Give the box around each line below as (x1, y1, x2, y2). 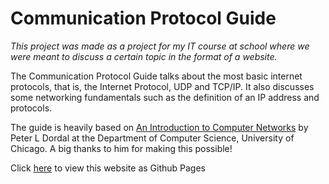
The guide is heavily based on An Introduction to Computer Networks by (10, 121, 309, 133)
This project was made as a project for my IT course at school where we (10, 40, 310, 52)
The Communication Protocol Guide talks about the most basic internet (10, 70, 303, 82)
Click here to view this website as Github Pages (10, 162, 207, 174)
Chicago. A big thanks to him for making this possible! (10, 142, 233, 154)
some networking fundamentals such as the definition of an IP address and (10, 91, 320, 103)
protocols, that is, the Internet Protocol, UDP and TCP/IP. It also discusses (10, 80, 315, 92)
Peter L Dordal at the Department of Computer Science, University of (10, 132, 295, 144)
